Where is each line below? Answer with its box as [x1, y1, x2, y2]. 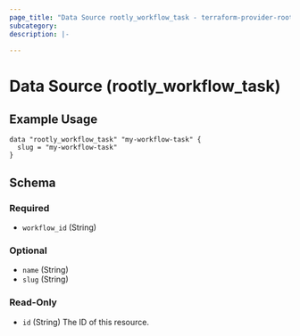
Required [9, 201, 50, 214]
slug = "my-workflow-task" [17, 143, 118, 152]
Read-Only [9, 296, 58, 308]
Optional [9, 244, 47, 257]
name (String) [21, 265, 69, 275]
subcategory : [9, 21, 58, 30]
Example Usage [9, 111, 98, 127]
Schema [9, 175, 56, 190]
